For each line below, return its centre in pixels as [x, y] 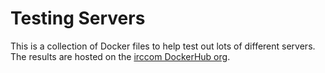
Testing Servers [78, 18]
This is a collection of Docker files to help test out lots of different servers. [163, 46]
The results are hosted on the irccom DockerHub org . [120, 56]
